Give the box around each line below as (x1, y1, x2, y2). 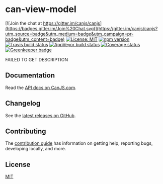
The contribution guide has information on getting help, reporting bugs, (5, 140, 153, 146)
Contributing (5, 127, 46, 135)
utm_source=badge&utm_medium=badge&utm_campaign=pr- (5, 31, 134, 37)
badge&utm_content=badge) (5, 36, 65, 42)
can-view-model (5, 4, 76, 15)
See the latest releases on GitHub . (5, 112, 76, 119)
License (5, 160, 31, 169)
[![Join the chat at (5, 20, 42, 26)
